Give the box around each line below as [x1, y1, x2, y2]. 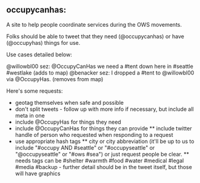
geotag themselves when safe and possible [15, 99, 124, 106]
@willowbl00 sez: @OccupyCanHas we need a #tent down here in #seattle [6, 62, 194, 70]
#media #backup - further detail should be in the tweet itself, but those [15, 163, 192, 170]
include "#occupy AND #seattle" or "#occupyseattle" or [15, 144, 155, 151]
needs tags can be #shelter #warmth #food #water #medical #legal [15, 157, 184, 164]
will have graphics [15, 170, 61, 177]
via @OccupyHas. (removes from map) [6, 75, 104, 82]
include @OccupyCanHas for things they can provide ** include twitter [15, 124, 192, 132]
